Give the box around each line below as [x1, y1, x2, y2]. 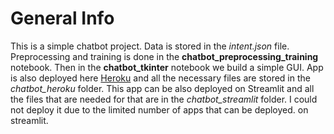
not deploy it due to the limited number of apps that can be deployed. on [10, 103, 309, 116]
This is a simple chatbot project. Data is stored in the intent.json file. [10, 40, 290, 52]
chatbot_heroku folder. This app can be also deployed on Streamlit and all [10, 82, 315, 94]
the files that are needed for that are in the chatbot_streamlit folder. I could [10, 93, 318, 105]
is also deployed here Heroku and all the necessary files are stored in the [10, 72, 311, 84]
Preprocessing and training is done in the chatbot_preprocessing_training [10, 50, 319, 62]
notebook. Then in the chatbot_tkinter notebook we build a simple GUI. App [10, 61, 324, 73]
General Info [10, 7, 115, 30]
